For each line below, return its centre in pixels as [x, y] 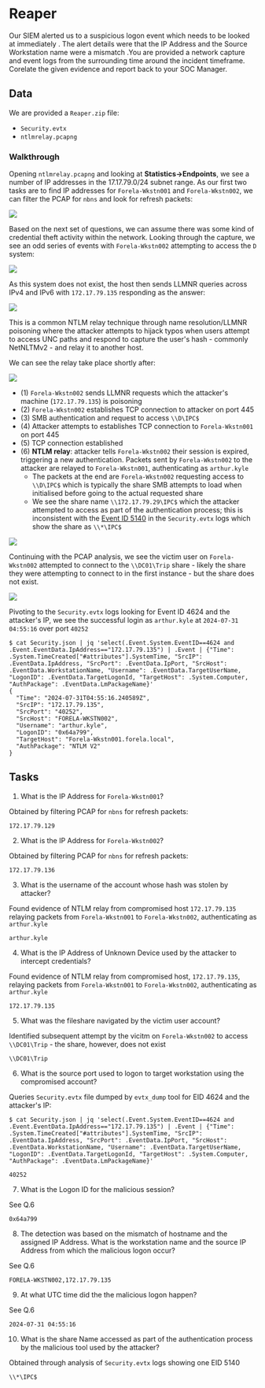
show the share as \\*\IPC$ [77, 527]
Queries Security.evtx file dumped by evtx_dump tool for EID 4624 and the [129, 1097]
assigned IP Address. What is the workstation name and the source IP [133, 1242]
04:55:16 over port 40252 [49, 629]
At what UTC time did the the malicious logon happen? [109, 1294]
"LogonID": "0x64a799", [55, 733]
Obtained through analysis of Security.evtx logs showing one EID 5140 [125, 1362]
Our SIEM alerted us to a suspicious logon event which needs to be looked [129, 35]
